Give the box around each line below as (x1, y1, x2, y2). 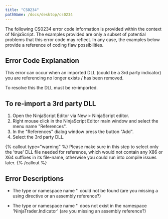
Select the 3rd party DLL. (12, 134, 65, 140)
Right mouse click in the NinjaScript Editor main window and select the (12, 118, 158, 124)
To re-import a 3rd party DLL (5, 99, 96, 108)
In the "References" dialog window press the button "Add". (12, 129, 134, 135)
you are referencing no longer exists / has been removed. (5, 75, 124, 81)
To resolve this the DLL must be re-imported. (5, 85, 98, 91)
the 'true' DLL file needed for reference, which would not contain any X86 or (5, 149, 163, 155)
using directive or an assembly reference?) (12, 193, 101, 199)
